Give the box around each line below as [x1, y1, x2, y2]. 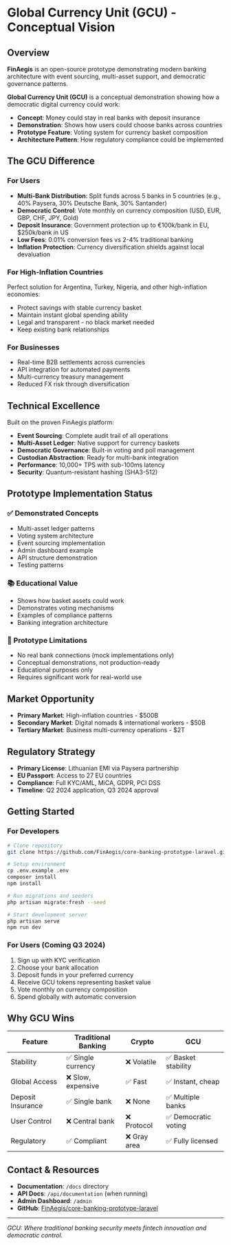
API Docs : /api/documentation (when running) [16, 1189, 148, 1198]
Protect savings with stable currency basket [16, 303, 142, 311]
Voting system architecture [16, 531, 94, 540]
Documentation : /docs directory [16, 1182, 109, 1191]
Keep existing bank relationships [16, 325, 110, 333]
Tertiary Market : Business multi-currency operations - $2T [16, 726, 186, 734]
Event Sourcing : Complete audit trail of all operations [16, 432, 168, 440]
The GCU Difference [7, 155, 95, 167]
